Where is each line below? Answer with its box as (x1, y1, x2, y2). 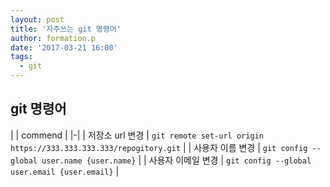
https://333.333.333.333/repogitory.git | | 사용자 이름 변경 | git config (10, 141, 308, 153)
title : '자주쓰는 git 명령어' (10, 24, 122, 34)
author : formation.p (10, 33, 97, 43)
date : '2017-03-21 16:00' (10, 42, 118, 53)
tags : (10, 52, 33, 62)
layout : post (10, 14, 65, 25)
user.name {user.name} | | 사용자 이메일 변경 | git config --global (41, 154, 312, 166)
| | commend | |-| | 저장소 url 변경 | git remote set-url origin (10, 129, 264, 141)
